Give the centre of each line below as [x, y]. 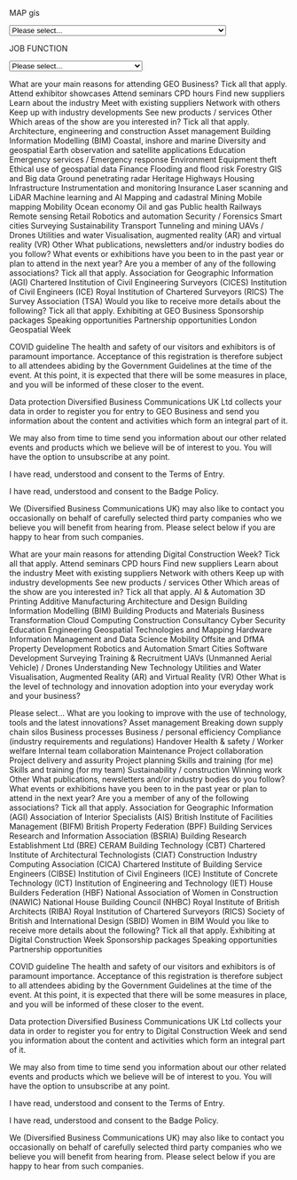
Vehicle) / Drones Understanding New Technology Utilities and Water [135, 667]
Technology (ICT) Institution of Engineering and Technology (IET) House [141, 883]
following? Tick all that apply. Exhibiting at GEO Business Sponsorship [137, 311]
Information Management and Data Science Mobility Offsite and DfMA [137, 639]
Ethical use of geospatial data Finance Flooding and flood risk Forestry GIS [145, 169]
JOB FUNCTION [39, 48]
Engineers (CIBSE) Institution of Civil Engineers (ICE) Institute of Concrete [144, 874]
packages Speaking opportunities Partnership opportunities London [133, 320]
